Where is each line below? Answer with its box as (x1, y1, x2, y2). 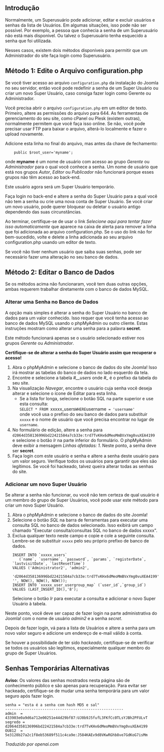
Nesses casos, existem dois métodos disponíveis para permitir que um (5, 47, 148, 53)
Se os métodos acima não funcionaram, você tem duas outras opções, (5, 281, 148, 287)
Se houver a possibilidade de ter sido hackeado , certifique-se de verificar (5, 640, 154, 646)
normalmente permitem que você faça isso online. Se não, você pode (5, 120, 145, 127)
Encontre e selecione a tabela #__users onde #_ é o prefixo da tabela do (12, 375, 158, 381)
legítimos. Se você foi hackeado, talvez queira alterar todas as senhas (12, 463, 153, 469)
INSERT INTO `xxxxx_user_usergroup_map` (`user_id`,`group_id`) (12, 583, 146, 588)
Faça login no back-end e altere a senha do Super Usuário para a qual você (5, 193, 158, 199)
